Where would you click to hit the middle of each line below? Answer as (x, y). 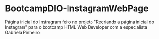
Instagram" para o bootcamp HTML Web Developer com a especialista (76, 27)
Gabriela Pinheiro (23, 32)
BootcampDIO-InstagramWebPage (77, 9)
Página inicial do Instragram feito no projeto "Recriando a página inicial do (79, 22)
